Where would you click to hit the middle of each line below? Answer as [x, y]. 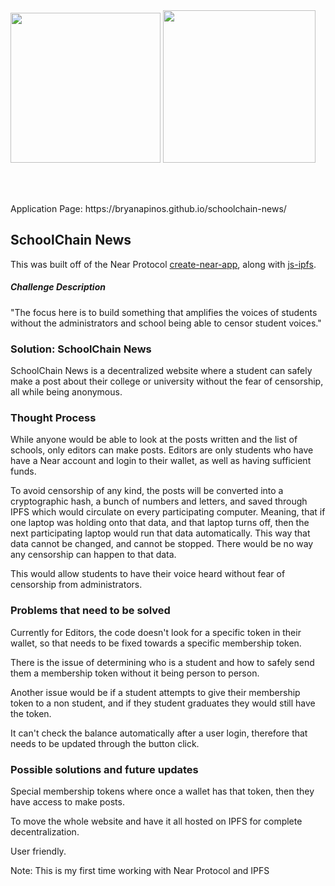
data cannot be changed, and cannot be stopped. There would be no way [162, 544]
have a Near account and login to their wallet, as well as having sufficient [161, 461]
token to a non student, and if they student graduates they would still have [163, 703]
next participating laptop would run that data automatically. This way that [160, 533]
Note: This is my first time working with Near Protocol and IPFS [140, 870]
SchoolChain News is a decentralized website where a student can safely [161, 371]
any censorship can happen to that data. [93, 555]
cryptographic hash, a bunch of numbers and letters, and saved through [159, 501]
